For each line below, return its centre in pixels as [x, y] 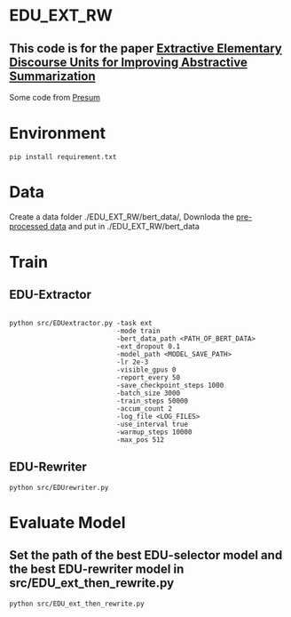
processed [29, 226]
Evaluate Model [67, 522]
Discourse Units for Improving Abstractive [129, 62]
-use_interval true [153, 424]
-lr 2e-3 [133, 362]
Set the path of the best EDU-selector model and [146, 555]
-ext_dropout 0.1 [148, 346]
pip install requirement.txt [63, 156]
